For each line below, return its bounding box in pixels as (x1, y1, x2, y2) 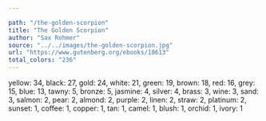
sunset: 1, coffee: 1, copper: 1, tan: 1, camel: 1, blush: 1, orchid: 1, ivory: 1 (8, 103, 244, 113)
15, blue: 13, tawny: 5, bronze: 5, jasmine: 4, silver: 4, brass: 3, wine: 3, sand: (8, 87, 260, 96)
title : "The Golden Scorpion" (8, 26, 109, 34)
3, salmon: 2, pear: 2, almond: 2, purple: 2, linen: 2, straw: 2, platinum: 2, (8, 95, 248, 104)
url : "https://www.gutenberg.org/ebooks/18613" (8, 49, 170, 57)
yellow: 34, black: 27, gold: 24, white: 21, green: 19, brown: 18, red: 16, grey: (8, 78, 256, 87)
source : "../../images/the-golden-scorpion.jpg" (8, 41, 173, 49)
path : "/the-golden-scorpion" (8, 18, 109, 26)
